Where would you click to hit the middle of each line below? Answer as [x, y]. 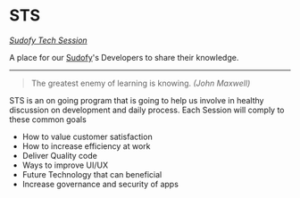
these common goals [48, 119]
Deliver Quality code [60, 155]
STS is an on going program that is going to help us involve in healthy [137, 100]
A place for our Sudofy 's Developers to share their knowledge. [124, 57]
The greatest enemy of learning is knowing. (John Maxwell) [141, 83]
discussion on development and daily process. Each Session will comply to [147, 110]
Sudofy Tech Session [48, 40]
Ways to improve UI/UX [65, 165]
